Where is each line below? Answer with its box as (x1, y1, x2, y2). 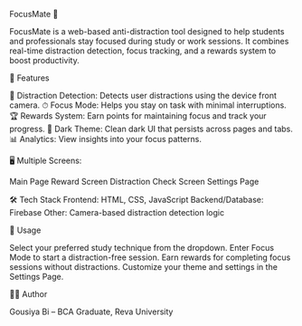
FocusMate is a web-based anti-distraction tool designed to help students (9, 26, 285, 36)
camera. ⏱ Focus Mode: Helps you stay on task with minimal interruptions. (9, 100, 287, 110)
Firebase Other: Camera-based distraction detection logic (9, 207, 224, 217)
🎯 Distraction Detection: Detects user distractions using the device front (9, 91, 278, 101)
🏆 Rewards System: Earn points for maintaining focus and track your (9, 110, 267, 121)
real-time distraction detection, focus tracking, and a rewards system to (9, 45, 277, 56)
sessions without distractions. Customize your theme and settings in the (9, 262, 278, 272)
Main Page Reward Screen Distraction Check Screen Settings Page (9, 177, 260, 187)
